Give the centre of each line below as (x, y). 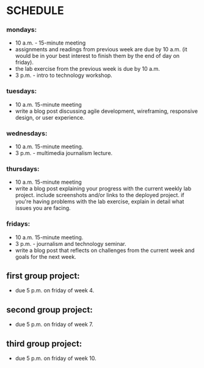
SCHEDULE (35, 11)
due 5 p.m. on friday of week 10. (56, 358)
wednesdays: (27, 133)
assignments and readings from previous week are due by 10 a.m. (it (101, 49)
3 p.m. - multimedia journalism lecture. (64, 153)
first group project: (43, 276)
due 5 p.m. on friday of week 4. (55, 290)
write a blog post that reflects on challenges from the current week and (105, 250)
